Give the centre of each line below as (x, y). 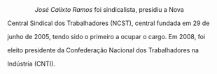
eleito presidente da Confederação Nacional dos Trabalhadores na (103, 50)
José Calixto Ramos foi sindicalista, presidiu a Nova (109, 9)
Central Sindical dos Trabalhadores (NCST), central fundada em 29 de (108, 23)
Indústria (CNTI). (31, 64)
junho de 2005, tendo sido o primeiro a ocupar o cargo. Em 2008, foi (106, 37)
